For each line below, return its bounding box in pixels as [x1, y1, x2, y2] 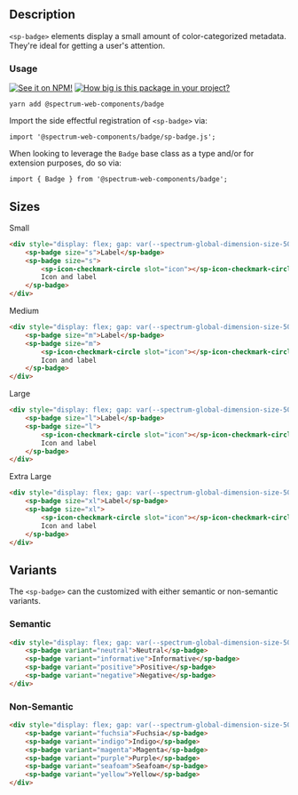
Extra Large [9, 471, 51, 482]
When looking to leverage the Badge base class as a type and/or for [9, 149, 255, 159]
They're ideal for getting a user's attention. [9, 40, 166, 51]
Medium [9, 306, 40, 317]
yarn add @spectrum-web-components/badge [9, 100, 165, 109]
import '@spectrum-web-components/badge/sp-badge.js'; [9, 132, 216, 141]
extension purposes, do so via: [9, 157, 122, 168]
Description [9, 7, 75, 22]
